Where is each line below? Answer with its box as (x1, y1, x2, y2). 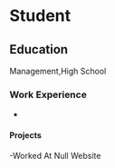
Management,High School (9, 65, 107, 76)
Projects (9, 129, 43, 141)
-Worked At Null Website (9, 150, 101, 161)
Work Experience (9, 88, 88, 101)
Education (9, 42, 69, 57)
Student (9, 5, 72, 26)
